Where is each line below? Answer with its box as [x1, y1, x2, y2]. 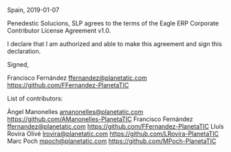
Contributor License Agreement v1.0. [7, 27, 111, 34]
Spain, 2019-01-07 [7, 6, 60, 14]
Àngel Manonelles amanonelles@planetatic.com [7, 108, 144, 116]
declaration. [7, 47, 41, 55]
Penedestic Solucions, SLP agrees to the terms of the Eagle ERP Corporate [7, 19, 219, 27]
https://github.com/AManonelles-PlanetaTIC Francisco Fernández [7, 115, 194, 123]
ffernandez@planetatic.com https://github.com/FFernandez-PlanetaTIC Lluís [7, 122, 224, 130]
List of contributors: [7, 94, 63, 102]
